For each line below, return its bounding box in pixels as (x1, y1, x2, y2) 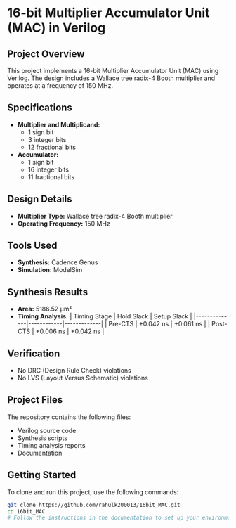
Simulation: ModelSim (17, 266, 83, 274)
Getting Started (7, 469, 77, 481)
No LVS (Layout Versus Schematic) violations (17, 374, 149, 382)
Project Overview (7, 48, 85, 60)
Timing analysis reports (17, 441, 86, 449)
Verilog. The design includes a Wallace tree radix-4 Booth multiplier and (7, 74, 216, 82)
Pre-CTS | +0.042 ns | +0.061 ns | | (108, 320, 211, 328)
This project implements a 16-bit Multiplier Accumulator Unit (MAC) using (7, 67, 219, 75)
